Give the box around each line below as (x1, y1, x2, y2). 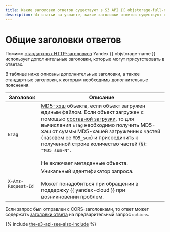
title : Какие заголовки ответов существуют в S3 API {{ (5, 7, 125, 13)
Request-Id (8, 183, 34, 189)
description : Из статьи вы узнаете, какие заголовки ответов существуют (5, 12, 162, 17)
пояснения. (5, 82, 30, 88)
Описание (89, 94, 115, 101)
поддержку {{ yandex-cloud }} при (41, 187, 125, 194)
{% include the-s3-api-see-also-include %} (5, 221, 97, 227)
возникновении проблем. (41, 193, 104, 200)
